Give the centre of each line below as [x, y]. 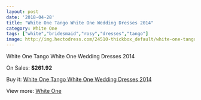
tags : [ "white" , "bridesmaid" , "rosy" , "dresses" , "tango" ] [77, 34]
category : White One [32, 28]
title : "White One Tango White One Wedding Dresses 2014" [80, 23]
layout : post [22, 12]
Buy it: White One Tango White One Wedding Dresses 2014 [79, 79]
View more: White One [34, 91]
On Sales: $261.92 [29, 68]
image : [14, 39]
